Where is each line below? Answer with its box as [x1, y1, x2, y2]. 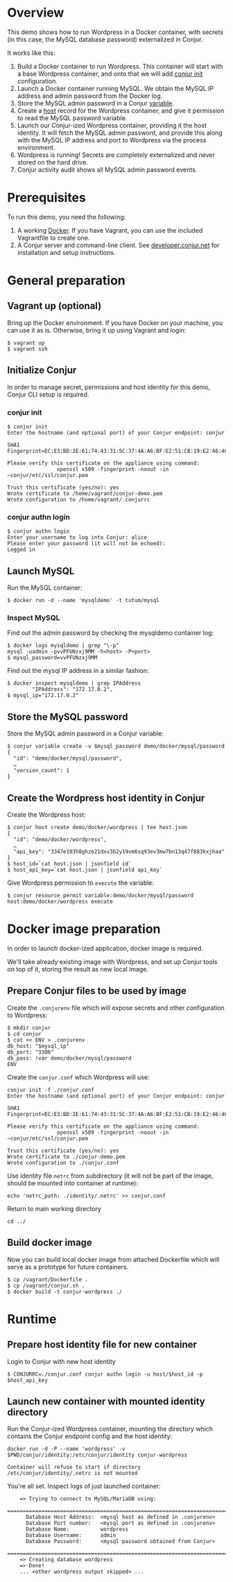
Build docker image [7, 1237, 92, 1249]
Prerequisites [7, 190, 87, 206]
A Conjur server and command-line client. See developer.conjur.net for [17, 241, 220, 249]
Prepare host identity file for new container [7, 1339, 198, 1351]
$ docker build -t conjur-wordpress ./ [7, 1288, 123, 1295]
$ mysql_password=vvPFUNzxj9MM [7, 654, 98, 661]
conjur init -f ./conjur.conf [7, 1086, 95, 1093]
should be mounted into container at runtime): [7, 1179, 139, 1187]
